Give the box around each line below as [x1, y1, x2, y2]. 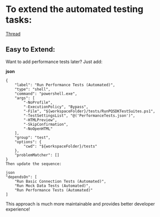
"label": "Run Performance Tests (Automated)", [14, 82, 115, 87]
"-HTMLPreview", [23, 117, 57, 122]
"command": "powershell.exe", [14, 91, 78, 96]
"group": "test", [14, 135, 51, 140]
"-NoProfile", [23, 100, 53, 105]
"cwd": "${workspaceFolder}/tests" [23, 144, 98, 149]
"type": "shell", [14, 87, 51, 92]
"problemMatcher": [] [14, 152, 59, 157]
